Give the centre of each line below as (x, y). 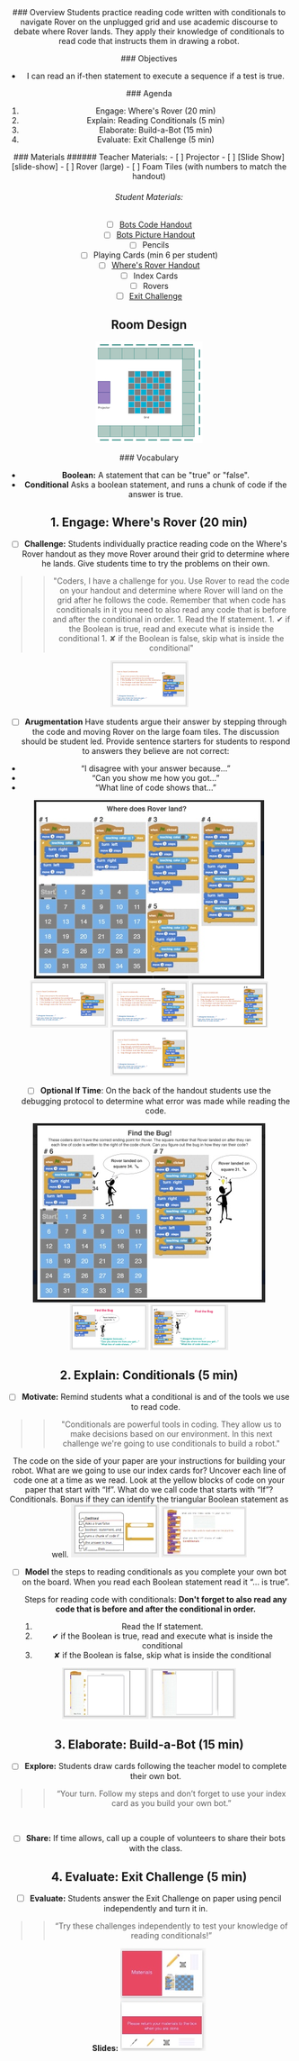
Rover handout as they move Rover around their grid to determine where (156, 554)
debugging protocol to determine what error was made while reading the (156, 1101)
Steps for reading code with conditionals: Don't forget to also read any (156, 1600)
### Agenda (149, 93)
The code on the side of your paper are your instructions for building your (149, 1461)
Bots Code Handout (156, 225)
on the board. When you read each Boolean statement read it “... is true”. (156, 1582)
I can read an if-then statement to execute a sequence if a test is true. (156, 76)
